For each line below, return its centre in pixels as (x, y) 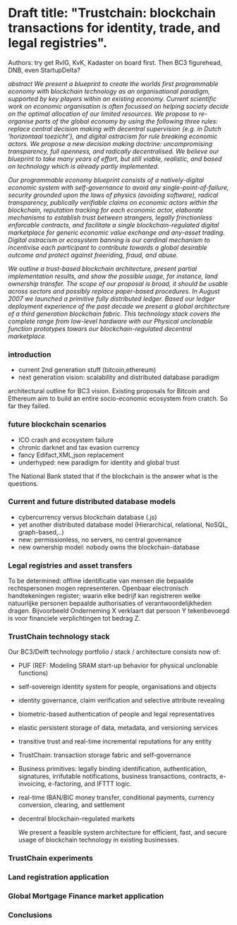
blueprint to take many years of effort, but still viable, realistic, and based (115, 159)
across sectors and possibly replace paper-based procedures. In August (114, 291)
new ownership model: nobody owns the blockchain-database (109, 547)
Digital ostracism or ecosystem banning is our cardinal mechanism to (109, 240)
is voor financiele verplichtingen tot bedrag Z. (74, 619)
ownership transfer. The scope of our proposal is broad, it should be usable (118, 283)
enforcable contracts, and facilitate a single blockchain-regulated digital (114, 225)
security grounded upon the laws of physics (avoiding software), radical (113, 195)
